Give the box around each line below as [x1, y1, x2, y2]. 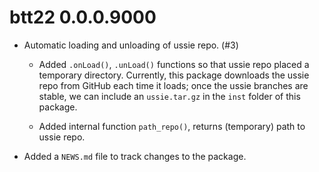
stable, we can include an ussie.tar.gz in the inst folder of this [38, 90, 301, 102]
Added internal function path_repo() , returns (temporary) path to [38, 120, 306, 132]
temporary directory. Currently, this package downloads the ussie [38, 69, 310, 81]
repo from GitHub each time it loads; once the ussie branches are [38, 79, 309, 91]
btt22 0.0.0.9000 [9, 6, 157, 29]
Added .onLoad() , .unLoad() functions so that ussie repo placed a [38, 58, 310, 70]
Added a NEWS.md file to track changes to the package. [23, 150, 247, 162]
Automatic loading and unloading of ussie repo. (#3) [23, 39, 239, 51]
